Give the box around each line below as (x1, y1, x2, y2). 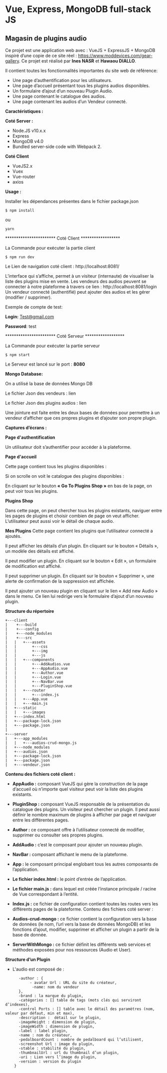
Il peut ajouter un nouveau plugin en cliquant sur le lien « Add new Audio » (5, 588, 158, 594)
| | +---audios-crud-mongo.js (5, 740, 77, 745)
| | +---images (5, 710, 46, 715)
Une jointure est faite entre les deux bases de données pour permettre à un (5, 410, 160, 416)
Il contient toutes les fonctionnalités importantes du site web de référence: (5, 68, 158, 74)
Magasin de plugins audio (5, 34, 87, 43)
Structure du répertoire (5, 608, 54, 614)
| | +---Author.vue (5, 670, 64, 675)
